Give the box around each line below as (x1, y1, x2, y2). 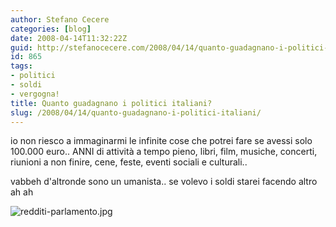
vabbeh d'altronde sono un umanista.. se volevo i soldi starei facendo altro (10, 176, 318, 188)
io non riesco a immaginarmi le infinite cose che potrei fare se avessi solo (10, 135, 313, 147)
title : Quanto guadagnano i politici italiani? (10, 98, 213, 108)
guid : (10, 42, 33, 53)
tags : (10, 61, 33, 71)
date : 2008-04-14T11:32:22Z (10, 33, 128, 43)
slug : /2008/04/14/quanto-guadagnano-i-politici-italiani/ (10, 107, 262, 118)
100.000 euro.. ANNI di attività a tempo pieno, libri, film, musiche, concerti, (10, 146, 318, 158)
